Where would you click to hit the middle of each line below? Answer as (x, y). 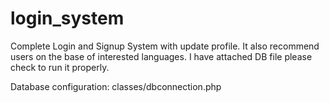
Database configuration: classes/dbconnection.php (116, 86)
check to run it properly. (60, 67)
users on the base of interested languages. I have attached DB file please (161, 56)
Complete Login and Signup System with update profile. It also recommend (165, 46)
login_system (67, 18)
